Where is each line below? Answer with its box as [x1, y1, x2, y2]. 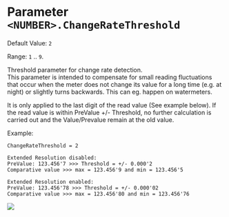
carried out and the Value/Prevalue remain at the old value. [7, 115, 175, 124]
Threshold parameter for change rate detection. [7, 65, 143, 74]
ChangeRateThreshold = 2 [7, 142, 79, 149]
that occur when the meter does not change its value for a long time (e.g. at [7, 80, 222, 88]
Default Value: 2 [7, 39, 52, 47]
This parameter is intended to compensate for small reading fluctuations [7, 73, 212, 81]
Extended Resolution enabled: [7, 178, 94, 185]
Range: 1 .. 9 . [7, 52, 44, 61]
